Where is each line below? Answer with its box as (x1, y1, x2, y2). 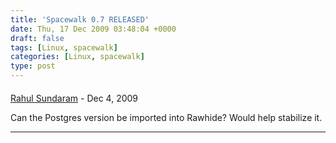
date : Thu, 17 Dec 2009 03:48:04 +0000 (10, 24, 177, 34)
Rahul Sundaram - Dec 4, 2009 (10, 92, 139, 104)
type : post (10, 61, 56, 71)
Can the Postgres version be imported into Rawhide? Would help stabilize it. (10, 111, 323, 123)
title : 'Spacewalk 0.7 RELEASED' (10, 14, 150, 25)
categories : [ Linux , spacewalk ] (10, 52, 145, 62)
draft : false (10, 33, 65, 43)
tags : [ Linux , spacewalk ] (10, 42, 118, 53)
